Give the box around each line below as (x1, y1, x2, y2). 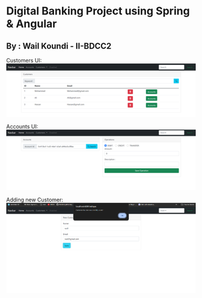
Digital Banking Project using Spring (6, 4, 191, 18)
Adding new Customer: (6, 196, 64, 204)
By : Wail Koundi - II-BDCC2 (6, 41, 112, 51)
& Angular (6, 17, 57, 31)
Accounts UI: (6, 123, 38, 130)
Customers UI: (6, 57, 42, 64)
